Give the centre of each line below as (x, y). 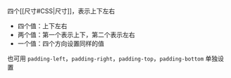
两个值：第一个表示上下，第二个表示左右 (76, 35)
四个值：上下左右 (42, 26)
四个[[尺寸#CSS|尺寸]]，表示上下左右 (61, 11)
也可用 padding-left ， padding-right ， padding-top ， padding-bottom (106, 58)
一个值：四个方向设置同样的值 (61, 44)
